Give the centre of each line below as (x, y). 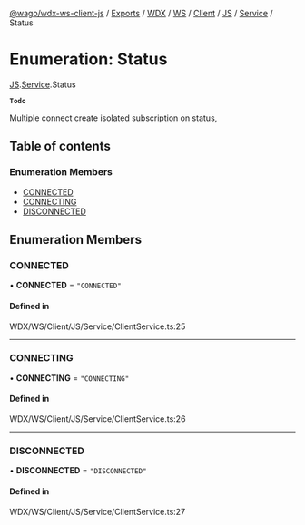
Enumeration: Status (89, 59)
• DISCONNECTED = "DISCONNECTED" (78, 471)
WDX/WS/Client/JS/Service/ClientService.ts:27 (98, 511)
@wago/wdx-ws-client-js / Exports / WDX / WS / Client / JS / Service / (142, 13)
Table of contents (60, 146)
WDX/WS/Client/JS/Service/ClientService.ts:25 (98, 326)
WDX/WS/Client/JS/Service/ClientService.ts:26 (98, 419)
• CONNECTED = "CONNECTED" (66, 286)
